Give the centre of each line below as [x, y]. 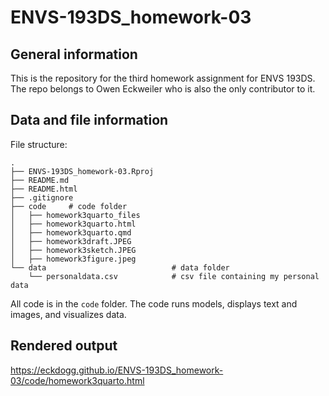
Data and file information [89, 120]
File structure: [39, 144]
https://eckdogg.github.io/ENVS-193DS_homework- [117, 370]
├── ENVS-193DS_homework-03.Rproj [82, 171]
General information [74, 54]
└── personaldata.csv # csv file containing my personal [174, 276]
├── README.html [44, 189]
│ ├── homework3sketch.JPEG [73, 250]
